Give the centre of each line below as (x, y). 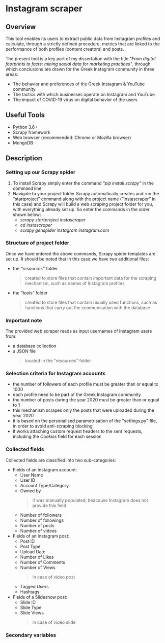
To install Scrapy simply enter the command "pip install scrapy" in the (83, 183)
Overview (21, 27)
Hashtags (30, 592)
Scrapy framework (31, 132)
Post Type (30, 546)
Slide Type (31, 607)
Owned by (30, 491)
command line (27, 188)
